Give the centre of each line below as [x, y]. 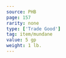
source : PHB [21, 12]
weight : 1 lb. [24, 46]
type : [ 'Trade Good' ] [34, 29]
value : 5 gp [21, 40]
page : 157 [19, 18]
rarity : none [23, 23]
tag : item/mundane [29, 34]
